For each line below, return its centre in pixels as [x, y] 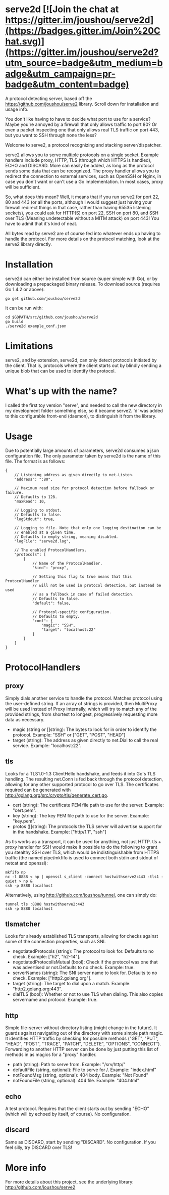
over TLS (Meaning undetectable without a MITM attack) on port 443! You [82, 218]
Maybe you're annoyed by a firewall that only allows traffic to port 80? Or [81, 124]
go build [14, 321]
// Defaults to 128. [36, 497]
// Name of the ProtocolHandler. [67, 563]
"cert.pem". [24, 810]
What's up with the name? [61, 391]
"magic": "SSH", [58, 625]
